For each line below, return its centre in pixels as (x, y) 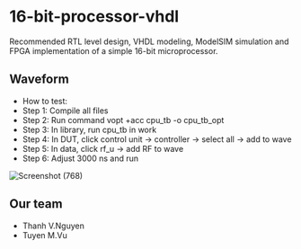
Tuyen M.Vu (44, 235)
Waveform (39, 80)
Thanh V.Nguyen (53, 226)
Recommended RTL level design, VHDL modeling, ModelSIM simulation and (149, 41)
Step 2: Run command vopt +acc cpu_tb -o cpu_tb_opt (123, 120)
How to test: (45, 101)
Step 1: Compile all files (65, 111)
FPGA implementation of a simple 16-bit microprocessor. (114, 50)
